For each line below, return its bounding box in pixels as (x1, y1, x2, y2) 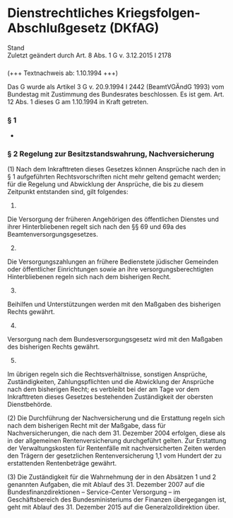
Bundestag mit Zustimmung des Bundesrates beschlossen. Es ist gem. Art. (7, 90, 225, 98)
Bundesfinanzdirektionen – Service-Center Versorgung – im (7, 488, 181, 497)
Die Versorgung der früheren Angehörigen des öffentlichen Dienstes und (7, 215, 219, 224)
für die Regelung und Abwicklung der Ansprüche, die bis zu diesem (7, 180, 203, 188)
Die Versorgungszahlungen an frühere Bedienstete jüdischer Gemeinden (7, 257, 219, 266)
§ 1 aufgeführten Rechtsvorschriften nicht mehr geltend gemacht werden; (7, 172, 221, 181)
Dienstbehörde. (7, 400, 53, 409)
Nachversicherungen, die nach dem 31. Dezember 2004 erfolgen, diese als (7, 429, 226, 437)
